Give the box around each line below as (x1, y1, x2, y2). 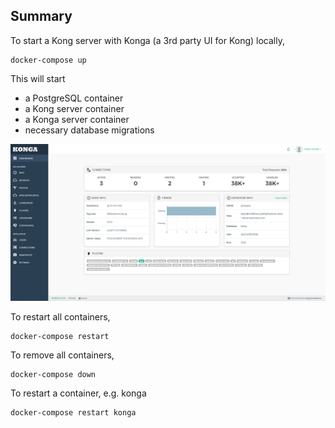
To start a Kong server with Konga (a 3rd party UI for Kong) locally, (10, 34, 285, 46)
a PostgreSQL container (24, 92, 124, 104)
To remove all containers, (10, 349, 115, 361)
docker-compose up (10, 55, 87, 65)
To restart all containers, (10, 310, 111, 323)
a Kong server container (24, 102, 125, 114)
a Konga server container (24, 113, 130, 125)
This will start (10, 72, 66, 84)
